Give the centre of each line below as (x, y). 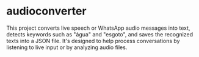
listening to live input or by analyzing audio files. (67, 47)
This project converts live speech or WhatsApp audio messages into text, (98, 28)
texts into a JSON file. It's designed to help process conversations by (93, 41)
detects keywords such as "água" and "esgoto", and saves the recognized (100, 34)
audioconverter (46, 11)
